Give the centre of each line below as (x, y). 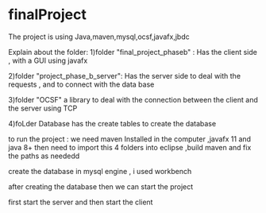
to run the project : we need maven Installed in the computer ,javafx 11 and (130, 139)
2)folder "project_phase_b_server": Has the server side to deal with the (124, 76)
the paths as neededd (44, 156)
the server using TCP (43, 108)
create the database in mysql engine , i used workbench (100, 171)
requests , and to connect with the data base (81, 84)
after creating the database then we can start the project (101, 186)
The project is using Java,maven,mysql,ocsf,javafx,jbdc (99, 37)
